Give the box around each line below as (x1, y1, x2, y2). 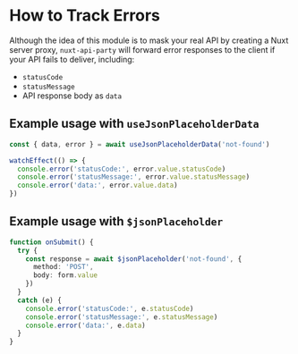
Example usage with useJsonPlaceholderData (9, 116, 260, 131)
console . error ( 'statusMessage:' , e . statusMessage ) (25, 312, 218, 322)
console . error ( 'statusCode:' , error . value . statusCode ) (17, 164, 226, 173)
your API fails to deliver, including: (9, 54, 135, 64)
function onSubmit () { (9, 238, 94, 247)
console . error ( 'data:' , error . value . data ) (17, 181, 178, 190)
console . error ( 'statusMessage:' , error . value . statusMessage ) (17, 173, 251, 181)
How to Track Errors (9, 5, 161, 26)
